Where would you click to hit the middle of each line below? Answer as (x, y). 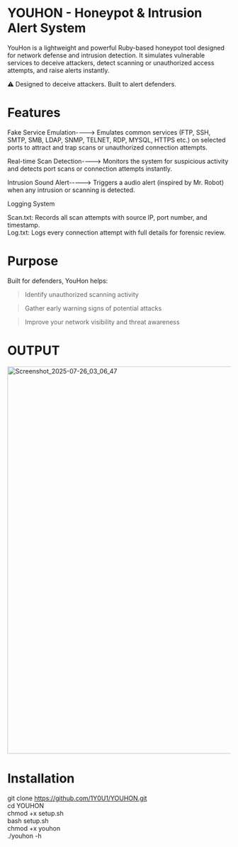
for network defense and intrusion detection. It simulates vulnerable (106, 55)
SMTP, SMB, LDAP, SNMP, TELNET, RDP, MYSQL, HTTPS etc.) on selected (117, 140)
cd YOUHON (26, 805)
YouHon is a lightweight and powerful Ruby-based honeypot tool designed (116, 47)
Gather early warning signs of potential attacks (93, 308)
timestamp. (24, 225)
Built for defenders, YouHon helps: (58, 281)
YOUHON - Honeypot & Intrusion (105, 13)
